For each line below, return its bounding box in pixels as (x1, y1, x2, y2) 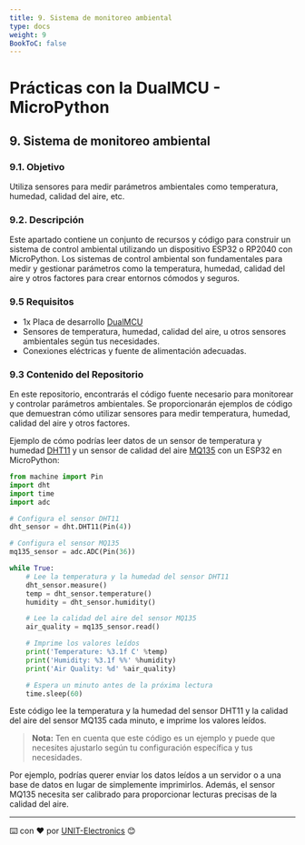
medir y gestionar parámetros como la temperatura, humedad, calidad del (9, 263, 286, 274)
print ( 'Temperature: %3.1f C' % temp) (25, 648, 169, 657)
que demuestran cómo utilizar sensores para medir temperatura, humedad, (9, 408, 290, 419)
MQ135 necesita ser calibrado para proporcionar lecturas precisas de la (9, 789, 278, 800)
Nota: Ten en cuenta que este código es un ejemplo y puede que (31, 733, 275, 744)
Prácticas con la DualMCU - (9, 78, 221, 98)
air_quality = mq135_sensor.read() (25, 622, 161, 632)
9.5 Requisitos (9, 296, 74, 308)
